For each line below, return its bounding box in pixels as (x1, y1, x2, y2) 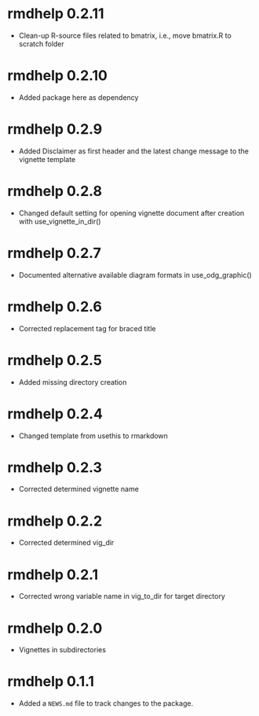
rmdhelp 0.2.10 (7, 67, 108, 85)
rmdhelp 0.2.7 (7, 244, 101, 262)
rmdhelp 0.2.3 (7, 458, 103, 476)
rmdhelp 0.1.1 (7, 673, 95, 691)
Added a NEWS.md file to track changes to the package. (18, 699, 194, 708)
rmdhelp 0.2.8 (7, 183, 103, 200)
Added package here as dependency (18, 92, 139, 102)
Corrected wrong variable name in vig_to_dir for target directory (18, 592, 225, 601)
